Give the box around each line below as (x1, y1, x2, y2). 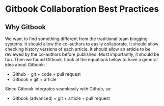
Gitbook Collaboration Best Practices (5, 3, 159, 15)
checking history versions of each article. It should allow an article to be (5, 46, 151, 52)
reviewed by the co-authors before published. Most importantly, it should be (5, 51, 160, 57)
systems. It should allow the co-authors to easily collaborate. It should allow (5, 41, 159, 47)
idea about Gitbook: (5, 62, 45, 67)
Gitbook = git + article (12, 77, 56, 82)
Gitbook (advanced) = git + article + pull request (12, 95, 110, 101)
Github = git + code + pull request (12, 71, 81, 77)
